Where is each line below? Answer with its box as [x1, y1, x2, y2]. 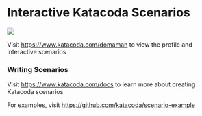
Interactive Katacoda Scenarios [7, 5, 190, 21]
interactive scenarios [7, 47, 66, 56]
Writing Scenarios [7, 65, 68, 74]
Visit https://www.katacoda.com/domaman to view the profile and [7, 40, 193, 49]
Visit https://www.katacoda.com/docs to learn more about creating [7, 80, 196, 89]
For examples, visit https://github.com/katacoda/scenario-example [7, 101, 195, 109]
